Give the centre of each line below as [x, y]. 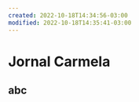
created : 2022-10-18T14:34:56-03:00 [68, 15]
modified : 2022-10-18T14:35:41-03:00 [70, 23]
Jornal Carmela [59, 62]
